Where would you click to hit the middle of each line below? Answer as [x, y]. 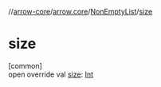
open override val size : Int [51, 74]
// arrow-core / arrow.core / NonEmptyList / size [80, 12]
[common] [25, 65]
